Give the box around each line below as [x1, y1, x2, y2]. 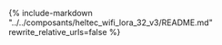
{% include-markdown [8, 8, 93, 18]
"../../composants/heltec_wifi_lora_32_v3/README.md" [8, 17, 213, 28]
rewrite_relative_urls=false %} [8, 27, 121, 37]
